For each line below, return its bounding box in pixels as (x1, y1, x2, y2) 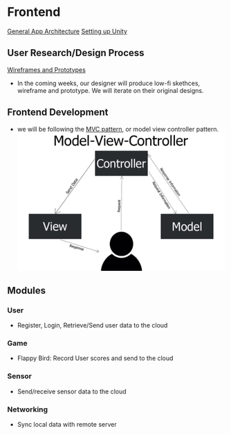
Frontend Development (7, 107, 109, 118)
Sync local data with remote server (17, 420, 117, 428)
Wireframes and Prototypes (7, 65, 86, 73)
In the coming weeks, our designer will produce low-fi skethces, (17, 79, 201, 87)
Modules (7, 285, 46, 296)
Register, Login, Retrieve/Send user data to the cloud (17, 321, 168, 330)
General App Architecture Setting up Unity (7, 27, 128, 35)
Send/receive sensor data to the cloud (17, 387, 127, 396)
